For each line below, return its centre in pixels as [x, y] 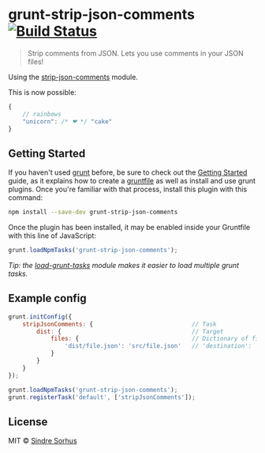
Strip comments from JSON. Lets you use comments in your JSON [136, 53]
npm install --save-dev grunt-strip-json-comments [93, 212]
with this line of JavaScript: [52, 236]
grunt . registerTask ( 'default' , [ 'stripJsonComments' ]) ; [102, 397]
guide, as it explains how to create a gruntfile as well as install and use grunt [132, 181]
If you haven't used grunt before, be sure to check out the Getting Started [128, 172]
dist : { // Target [130, 331]
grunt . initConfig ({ [40, 317]
